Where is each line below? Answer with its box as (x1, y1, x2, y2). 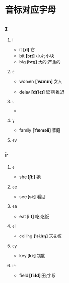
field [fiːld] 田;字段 (19, 272, 56, 278)
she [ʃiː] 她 (19, 174, 41, 180)
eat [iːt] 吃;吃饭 (19, 213, 50, 219)
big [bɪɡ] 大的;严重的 (19, 59, 61, 64)
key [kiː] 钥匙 (19, 252, 46, 258)
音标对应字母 (5, 4, 56, 16)
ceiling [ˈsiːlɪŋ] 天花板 (19, 233, 62, 239)
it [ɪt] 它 (19, 47, 35, 52)
